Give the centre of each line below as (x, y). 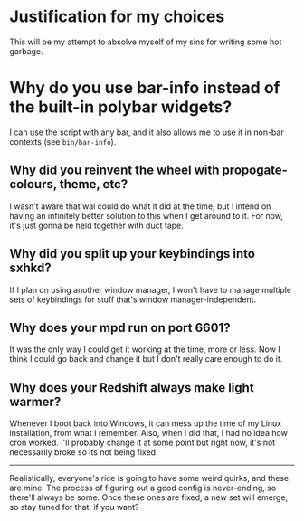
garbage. (26, 51)
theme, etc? (94, 184)
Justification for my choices (117, 17)
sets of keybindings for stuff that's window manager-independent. (133, 299)
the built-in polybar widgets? (121, 107)
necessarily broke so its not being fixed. (84, 452)
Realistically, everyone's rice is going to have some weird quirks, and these (149, 478)
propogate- (255, 171)
